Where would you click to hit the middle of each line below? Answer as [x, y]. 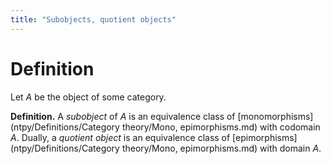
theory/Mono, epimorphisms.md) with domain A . [221, 148]
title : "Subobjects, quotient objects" [93, 19]
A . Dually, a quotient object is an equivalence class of [120, 137]
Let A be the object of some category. [88, 97]
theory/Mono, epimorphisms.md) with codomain [221, 127]
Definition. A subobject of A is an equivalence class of [123, 116]
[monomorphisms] [275, 116]
